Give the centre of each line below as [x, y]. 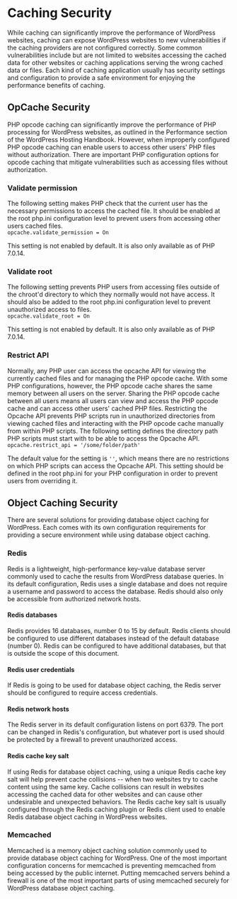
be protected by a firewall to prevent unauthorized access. [93, 740]
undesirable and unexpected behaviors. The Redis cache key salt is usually [117, 801]
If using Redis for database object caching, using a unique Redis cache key [117, 772]
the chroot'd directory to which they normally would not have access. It [111, 294]
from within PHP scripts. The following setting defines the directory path [112, 431]
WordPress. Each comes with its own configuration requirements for [107, 528]
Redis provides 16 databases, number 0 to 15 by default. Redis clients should [119, 630]
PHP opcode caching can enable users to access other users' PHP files [111, 147]
